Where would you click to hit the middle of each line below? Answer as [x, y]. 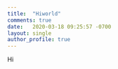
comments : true [29, 20]
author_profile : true [39, 40]
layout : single [29, 33]
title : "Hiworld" [34, 14]
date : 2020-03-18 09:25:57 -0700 [59, 26]
